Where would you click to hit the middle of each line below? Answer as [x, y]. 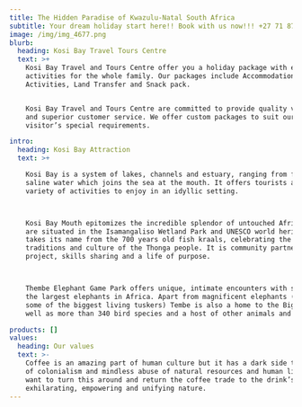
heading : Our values [56, 347]
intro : [22, 142]
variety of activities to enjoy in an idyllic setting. [133, 191]
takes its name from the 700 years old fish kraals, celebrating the [159, 240]
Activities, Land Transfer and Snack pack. [108, 84]
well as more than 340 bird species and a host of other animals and [159, 314]
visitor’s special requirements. [88, 125]
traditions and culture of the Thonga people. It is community [147, 248]
